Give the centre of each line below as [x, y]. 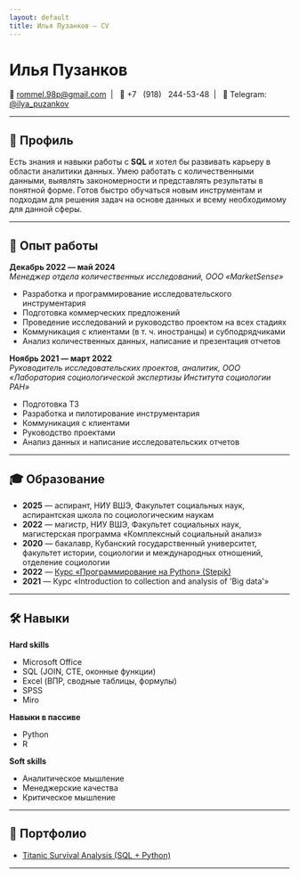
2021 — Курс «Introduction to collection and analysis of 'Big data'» [145, 581]
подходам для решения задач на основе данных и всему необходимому [148, 200]
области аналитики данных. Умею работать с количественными [132, 171]
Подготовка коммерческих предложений [101, 313]
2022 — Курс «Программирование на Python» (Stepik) [126, 571]
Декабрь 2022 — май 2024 [62, 267]
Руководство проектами [69, 432]
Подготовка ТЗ [51, 404]
